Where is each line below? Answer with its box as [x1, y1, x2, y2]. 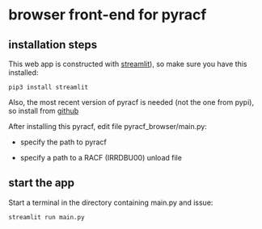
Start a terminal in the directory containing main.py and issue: [8, 198, 213, 207]
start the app [8, 176, 75, 190]
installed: [8, 68, 39, 77]
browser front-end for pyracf [8, 6, 207, 24]
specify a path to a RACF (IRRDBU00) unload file [19, 153, 182, 162]
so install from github [8, 106, 79, 115]
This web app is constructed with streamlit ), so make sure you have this [8, 59, 247, 69]
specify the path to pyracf [19, 137, 107, 147]
